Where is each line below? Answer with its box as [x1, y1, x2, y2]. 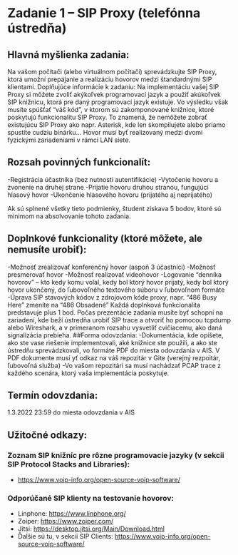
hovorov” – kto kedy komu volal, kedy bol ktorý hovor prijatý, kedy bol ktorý [7, 277, 229, 286]
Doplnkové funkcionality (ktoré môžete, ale [7, 233, 203, 245]
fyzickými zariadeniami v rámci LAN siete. [7, 136, 130, 144]
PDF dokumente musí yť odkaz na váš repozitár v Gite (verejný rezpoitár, [7, 353, 221, 362]
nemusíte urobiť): [7, 244, 87, 256]
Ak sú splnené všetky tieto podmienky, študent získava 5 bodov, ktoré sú [7, 204, 222, 213]
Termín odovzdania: [7, 389, 98, 402]
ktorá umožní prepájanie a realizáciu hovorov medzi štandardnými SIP [7, 75, 212, 83]
